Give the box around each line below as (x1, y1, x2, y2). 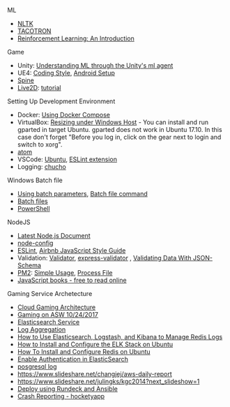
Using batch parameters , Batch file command (17, 190, 148, 198)
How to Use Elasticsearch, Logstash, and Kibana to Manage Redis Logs (17, 333, 223, 341)
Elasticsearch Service (17, 318, 80, 326)
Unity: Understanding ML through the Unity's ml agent (17, 61, 174, 69)
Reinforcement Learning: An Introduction (17, 34, 135, 43)
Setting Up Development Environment (7, 97, 116, 105)
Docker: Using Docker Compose (17, 111, 110, 119)
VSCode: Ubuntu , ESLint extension (17, 155, 117, 163)
